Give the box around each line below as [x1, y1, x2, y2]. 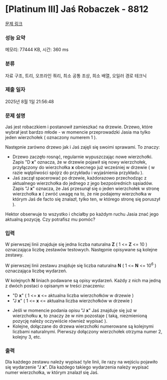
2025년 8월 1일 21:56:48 [5, 98, 54, 104]
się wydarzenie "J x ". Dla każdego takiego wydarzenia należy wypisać [5, 364, 149, 370]
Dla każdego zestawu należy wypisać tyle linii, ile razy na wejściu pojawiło [5, 359, 158, 365]
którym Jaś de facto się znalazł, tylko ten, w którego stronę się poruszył [12, 196, 161, 202]
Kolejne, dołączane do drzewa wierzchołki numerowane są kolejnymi [12, 323, 154, 330]
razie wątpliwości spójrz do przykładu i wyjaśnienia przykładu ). [12, 170, 144, 176]
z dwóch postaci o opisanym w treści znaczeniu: [5, 283, 105, 289]
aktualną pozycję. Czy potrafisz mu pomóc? [5, 216, 96, 222]
